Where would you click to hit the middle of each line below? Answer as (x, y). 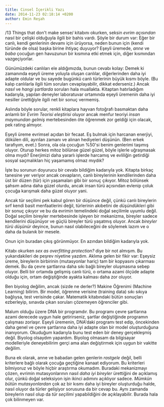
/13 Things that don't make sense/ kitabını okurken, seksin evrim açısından (80, 33)
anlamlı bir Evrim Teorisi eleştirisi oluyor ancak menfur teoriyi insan (73, 115)
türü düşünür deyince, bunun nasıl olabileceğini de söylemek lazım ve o (77, 227)
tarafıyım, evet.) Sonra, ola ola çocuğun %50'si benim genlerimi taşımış (77, 145)
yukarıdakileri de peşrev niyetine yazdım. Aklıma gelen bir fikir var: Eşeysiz (80, 256)
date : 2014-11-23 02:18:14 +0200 (39, 14)
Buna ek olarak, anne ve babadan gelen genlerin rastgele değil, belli (73, 358)
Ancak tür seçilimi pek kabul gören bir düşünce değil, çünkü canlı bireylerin (81, 201)
